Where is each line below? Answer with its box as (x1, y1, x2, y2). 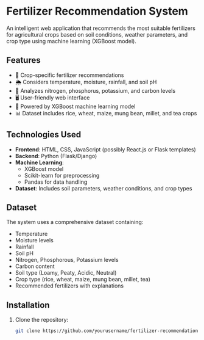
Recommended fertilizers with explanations (15, 282, 124, 289)
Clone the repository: (15, 316, 69, 324)
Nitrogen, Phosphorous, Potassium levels (15, 256, 119, 264)
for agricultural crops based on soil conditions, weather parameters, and (6, 31, 188, 38)
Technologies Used (6, 129, 81, 140)
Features (6, 55, 41, 65)
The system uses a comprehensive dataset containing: (6, 219, 144, 226)
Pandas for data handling (24, 178, 88, 186)
